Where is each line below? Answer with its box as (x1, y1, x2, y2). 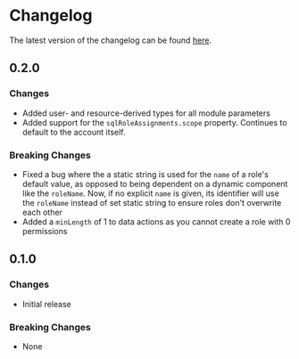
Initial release (21, 298, 71, 309)
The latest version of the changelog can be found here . (9, 35, 212, 45)
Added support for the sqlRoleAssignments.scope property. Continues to (21, 117, 287, 127)
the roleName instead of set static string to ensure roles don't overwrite (21, 197, 282, 208)
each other (21, 207, 62, 217)
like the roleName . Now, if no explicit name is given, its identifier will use (21, 188, 279, 199)
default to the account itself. (21, 126, 126, 137)
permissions (21, 225, 68, 236)
